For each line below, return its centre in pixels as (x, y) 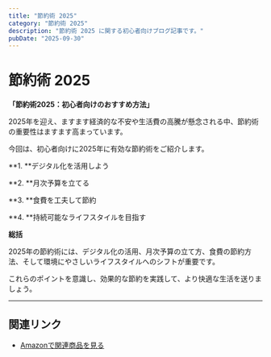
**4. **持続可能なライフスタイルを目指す (77, 218)
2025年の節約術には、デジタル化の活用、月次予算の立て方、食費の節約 (126, 251)
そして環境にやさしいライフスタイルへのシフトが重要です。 (121, 262)
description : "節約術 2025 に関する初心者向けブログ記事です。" (106, 31)
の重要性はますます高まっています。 (68, 132)
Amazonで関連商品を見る (62, 345)
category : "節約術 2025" (48, 23)
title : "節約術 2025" (43, 16)
